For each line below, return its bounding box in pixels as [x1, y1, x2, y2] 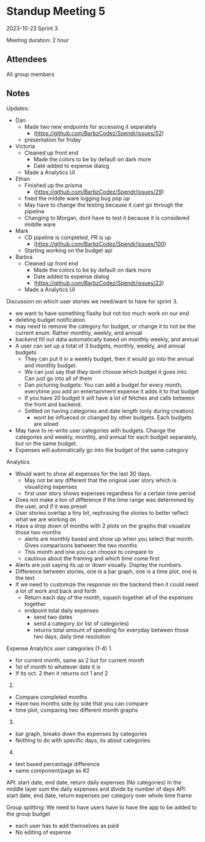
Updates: [6, 104, 29, 112]
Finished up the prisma [24, 181, 83, 189]
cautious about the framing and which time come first [24, 555, 160, 562]
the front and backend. [24, 400, 83, 408]
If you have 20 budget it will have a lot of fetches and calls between [24, 394, 195, 401]
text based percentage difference [15, 760, 100, 767]
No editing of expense [15, 829, 72, 836]
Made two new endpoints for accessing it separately [24, 123, 157, 130]
